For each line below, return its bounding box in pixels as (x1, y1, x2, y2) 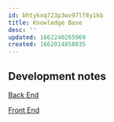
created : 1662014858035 (8, 41, 86, 48)
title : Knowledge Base (8, 19, 83, 27)
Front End (8, 105, 40, 114)
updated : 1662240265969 (8, 33, 86, 41)
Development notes (8, 70, 106, 83)
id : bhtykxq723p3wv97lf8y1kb (8, 11, 104, 20)
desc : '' (8, 26, 37, 34)
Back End (8, 90, 39, 99)
